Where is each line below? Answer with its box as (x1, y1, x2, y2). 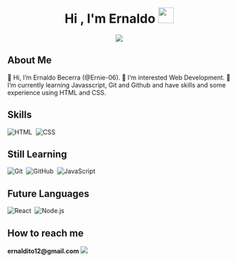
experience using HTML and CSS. (7, 88, 106, 97)
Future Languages (7, 187, 90, 200)
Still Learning (7, 148, 67, 160)
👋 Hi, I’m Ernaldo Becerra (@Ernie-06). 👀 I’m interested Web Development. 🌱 (7, 73, 231, 82)
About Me (7, 54, 52, 67)
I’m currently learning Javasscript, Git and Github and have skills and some (7, 80, 226, 89)
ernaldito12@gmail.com (7, 247, 79, 255)
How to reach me (7, 227, 84, 239)
